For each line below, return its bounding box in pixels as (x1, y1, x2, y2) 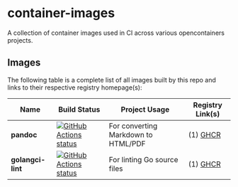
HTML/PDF (108, 139, 146, 149)
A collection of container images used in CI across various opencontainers (7, 28, 225, 37)
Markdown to (108, 129, 154, 139)
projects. (7, 36, 33, 44)
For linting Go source (108, 154, 178, 164)
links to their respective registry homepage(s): (7, 83, 142, 92)
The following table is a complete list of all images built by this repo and (7, 75, 216, 84)
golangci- (11, 154, 46, 164)
